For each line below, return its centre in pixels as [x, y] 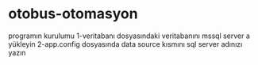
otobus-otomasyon [73, 14]
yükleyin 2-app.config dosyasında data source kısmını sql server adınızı [125, 44]
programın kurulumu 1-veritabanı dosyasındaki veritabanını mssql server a [129, 36]
